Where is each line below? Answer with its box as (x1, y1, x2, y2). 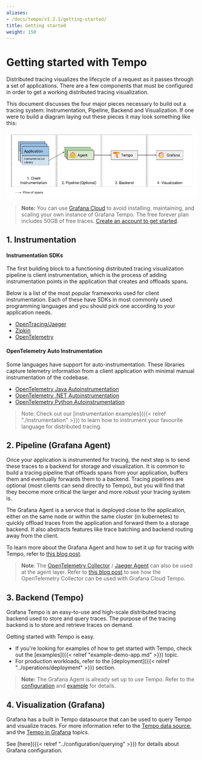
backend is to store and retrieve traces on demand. (6, 622, 134, 629)
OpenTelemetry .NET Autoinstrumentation (15, 392, 120, 399)
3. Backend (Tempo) (6, 593, 84, 603)
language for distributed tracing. (21, 423, 102, 430)
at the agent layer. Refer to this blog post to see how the (21, 568, 161, 576)
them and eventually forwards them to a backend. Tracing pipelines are (6, 475, 184, 483)
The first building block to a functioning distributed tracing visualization (6, 265, 184, 272)
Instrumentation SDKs (6, 252, 64, 259)
